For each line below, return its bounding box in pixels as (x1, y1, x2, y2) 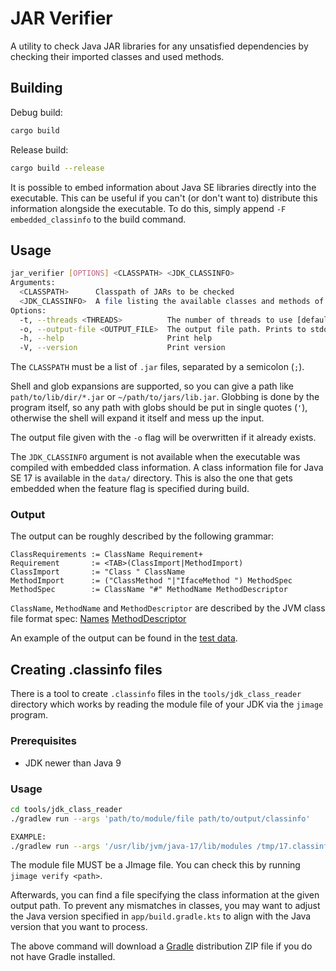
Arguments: (10, 278, 56, 288)
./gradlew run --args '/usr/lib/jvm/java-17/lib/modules (10, 841, 253, 851)
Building (10, 80, 63, 97)
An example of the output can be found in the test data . (10, 632, 238, 644)
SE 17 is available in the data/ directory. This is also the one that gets (10, 472, 293, 484)
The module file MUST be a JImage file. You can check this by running (10, 859, 301, 871)
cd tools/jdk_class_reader (10, 804, 123, 814)
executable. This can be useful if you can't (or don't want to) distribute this (10, 192, 318, 204)
